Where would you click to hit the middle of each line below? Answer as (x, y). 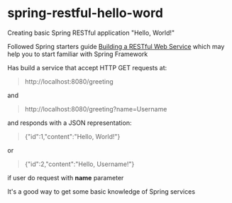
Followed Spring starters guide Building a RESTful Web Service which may (116, 46)
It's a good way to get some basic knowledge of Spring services (101, 191)
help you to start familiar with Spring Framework (78, 54)
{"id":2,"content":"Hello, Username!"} (79, 164)
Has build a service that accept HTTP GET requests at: (87, 67)
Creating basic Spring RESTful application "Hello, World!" (91, 33)
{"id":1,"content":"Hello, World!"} (72, 136)
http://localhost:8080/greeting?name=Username (96, 109)
